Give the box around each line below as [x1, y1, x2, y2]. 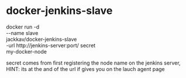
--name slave [6, 29, 39, 36]
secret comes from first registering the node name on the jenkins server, [6, 59, 181, 66]
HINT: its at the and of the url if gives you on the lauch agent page [6, 65, 165, 72]
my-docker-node [6, 48, 47, 55]
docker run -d [6, 23, 40, 30]
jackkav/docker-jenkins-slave [6, 36, 77, 42]
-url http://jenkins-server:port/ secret [6, 42, 96, 49]
